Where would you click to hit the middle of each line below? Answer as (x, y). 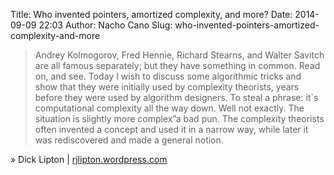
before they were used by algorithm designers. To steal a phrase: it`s (176, 97)
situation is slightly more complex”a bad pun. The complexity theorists (179, 118)
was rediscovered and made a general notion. (129, 140)
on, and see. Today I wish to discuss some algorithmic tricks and (168, 76)
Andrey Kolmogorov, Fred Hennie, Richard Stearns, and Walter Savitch (179, 55)
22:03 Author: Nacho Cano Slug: (105, 25)
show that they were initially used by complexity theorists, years (167, 87)
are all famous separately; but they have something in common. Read (177, 65)
